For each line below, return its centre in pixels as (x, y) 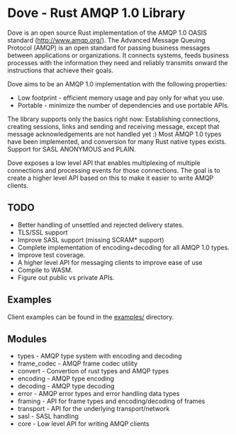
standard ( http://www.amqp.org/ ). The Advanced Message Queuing (106, 40)
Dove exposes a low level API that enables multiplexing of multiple (104, 163)
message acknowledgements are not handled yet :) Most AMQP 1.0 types (114, 134)
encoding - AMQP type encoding (66, 379)
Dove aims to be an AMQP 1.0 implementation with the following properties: (117, 84)
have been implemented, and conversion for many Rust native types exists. (117, 141)
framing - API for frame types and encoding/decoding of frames (111, 401)
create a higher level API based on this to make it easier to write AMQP (111, 178)
